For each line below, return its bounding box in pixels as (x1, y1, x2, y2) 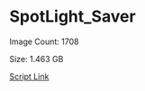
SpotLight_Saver (9, 6, 137, 27)
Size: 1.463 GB (9, 53, 64, 64)
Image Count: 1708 (9, 36, 79, 47)
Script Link (9, 70, 50, 82)
